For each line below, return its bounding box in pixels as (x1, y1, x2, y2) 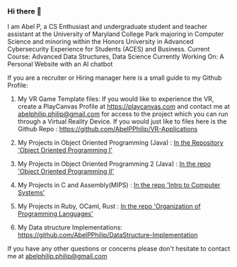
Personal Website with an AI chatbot (7, 60, 113, 69)
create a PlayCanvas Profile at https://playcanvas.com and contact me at (17, 102, 230, 111)
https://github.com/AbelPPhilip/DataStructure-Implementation (17, 231, 198, 239)
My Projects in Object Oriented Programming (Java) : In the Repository (17, 138, 224, 147)
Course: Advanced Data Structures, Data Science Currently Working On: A (7, 52, 224, 61)
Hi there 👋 (7, 6, 42, 16)
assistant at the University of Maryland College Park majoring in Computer (7, 30, 224, 38)
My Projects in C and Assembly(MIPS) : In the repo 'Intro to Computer (17, 181, 221, 189)
